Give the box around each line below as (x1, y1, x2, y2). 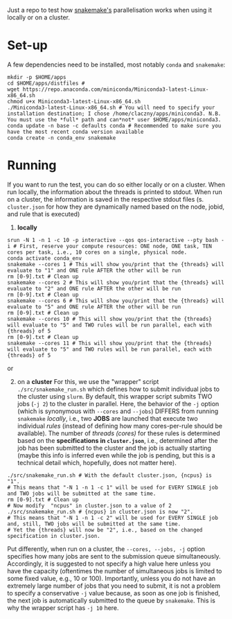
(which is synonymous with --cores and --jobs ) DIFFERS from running (17, 407, 219, 415)
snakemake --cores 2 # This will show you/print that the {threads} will (7, 279, 225, 286)
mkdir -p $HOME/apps (7, 73, 67, 80)
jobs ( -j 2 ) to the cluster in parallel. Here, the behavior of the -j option (17, 399, 220, 408)
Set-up (7, 37, 48, 53)
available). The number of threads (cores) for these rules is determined (17, 429, 220, 437)
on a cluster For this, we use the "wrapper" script (17, 377, 159, 385)
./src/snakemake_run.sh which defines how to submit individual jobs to (17, 385, 220, 393)
